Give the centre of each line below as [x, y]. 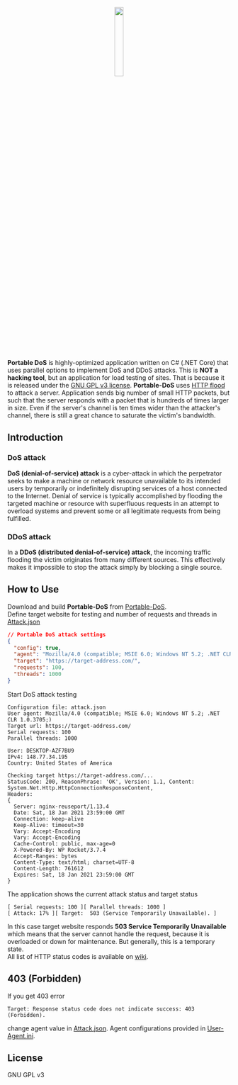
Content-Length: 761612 [49, 868]
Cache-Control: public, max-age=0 [64, 843]
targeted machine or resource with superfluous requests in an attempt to [113, 503]
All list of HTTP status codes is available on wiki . [78, 956]
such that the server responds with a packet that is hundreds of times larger [118, 400]
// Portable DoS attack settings [57, 634]
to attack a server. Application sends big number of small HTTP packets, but [119, 393]
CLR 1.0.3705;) [30, 719]
